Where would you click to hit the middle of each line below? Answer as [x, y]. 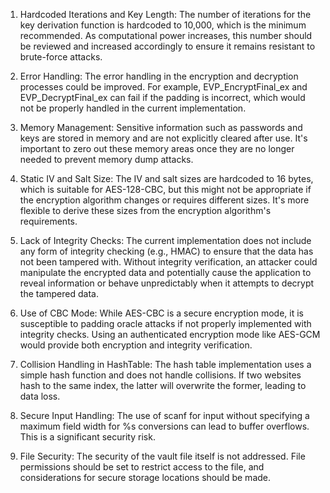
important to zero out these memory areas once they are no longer [157, 148]
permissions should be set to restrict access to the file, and [142, 467]
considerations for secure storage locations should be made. [145, 477]
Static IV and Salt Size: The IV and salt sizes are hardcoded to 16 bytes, [166, 178]
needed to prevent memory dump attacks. [106, 159]
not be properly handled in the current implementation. [133, 108]
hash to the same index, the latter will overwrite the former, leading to [163, 385]
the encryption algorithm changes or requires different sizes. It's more [164, 200]
